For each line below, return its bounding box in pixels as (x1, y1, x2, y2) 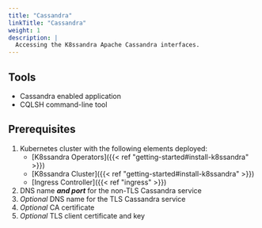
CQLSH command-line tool (19, 100, 108, 109)
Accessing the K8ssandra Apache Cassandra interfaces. (15, 41, 200, 49)
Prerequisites (8, 123, 76, 136)
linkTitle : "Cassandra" (8, 19, 87, 27)
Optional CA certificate (19, 203, 95, 212)
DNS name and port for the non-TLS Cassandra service (19, 185, 202, 195)
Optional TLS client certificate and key (19, 211, 145, 220)
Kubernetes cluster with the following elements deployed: (19, 143, 208, 153)
